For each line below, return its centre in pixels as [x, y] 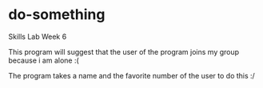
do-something [57, 15]
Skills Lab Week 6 [38, 36]
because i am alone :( [44, 60]
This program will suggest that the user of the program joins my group [124, 52]
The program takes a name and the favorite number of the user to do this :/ [132, 75]
